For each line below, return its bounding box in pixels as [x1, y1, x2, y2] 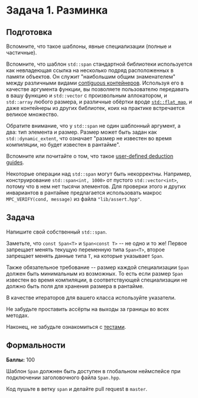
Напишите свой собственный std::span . [6, 228, 108, 235]
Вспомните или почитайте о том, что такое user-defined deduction [6, 153, 174, 160]
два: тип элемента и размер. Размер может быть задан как [6, 128, 157, 135]
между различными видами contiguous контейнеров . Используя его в [6, 79, 184, 86]
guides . [6, 159, 25, 166]
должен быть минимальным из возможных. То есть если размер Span [6, 270, 183, 277]
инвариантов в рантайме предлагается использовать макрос [6, 189, 163, 196]
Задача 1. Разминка [6, 4, 108, 17]
